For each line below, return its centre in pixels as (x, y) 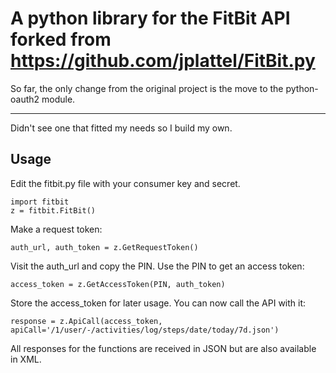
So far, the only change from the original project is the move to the (147, 88)
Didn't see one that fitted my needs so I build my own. (121, 128)
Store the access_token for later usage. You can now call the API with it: (158, 303)
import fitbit (40, 202)
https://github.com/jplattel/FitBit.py (163, 61)
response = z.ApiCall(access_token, (86, 321)
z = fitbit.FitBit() (53, 210)
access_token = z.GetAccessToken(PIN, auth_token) (118, 284)
